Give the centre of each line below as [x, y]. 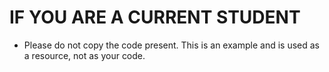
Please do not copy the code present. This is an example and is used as [171, 45]
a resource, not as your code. [84, 55]
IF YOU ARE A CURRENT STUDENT [155, 17]
